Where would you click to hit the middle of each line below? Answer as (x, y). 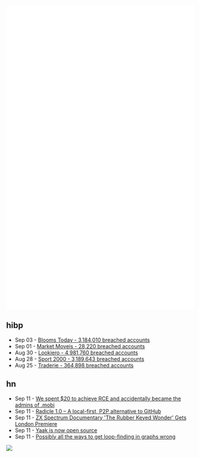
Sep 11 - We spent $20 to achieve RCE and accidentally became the (98, 398)
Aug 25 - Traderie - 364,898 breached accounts (74, 365)
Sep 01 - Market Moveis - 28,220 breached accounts (80, 346)
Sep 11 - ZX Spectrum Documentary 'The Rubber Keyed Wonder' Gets (100, 418)
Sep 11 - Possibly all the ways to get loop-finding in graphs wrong (95, 436)
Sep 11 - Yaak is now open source (56, 430)
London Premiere (36, 424)
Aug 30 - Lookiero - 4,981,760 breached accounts (76, 352)
